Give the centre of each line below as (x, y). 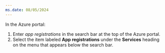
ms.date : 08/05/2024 (27, 10)
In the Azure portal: (25, 24)
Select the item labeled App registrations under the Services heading (86, 39)
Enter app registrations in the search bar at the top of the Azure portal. (87, 34)
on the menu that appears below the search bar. (63, 45)
